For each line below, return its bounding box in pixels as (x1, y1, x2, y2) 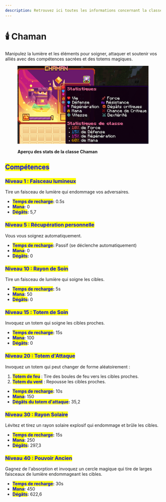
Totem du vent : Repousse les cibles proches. (12, 378, 106, 384)
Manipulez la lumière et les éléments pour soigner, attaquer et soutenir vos (5, 50, 157, 56)
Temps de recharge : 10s (12, 388, 63, 394)
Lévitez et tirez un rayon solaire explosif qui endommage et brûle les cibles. (5, 422, 159, 428)
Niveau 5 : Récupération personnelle (5, 222, 95, 228)
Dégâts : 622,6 (12, 491, 42, 497)
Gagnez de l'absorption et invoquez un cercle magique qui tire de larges (5, 466, 152, 472)
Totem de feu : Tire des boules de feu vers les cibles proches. (12, 373, 139, 379)
